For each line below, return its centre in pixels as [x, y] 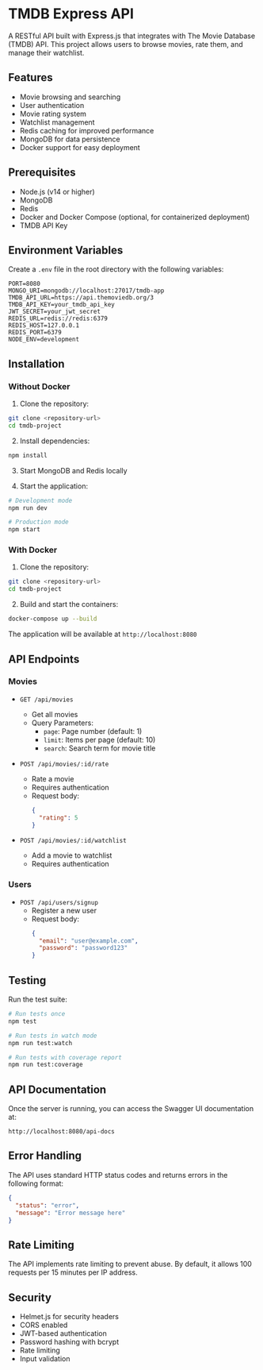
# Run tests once [37, 1014]
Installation [36, 363]
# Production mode [38, 522]
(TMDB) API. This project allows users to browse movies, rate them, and [126, 44]
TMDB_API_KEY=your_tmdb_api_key [61, 305]
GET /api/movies [46, 700]
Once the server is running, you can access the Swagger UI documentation [131, 1109]
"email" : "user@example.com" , [88, 941]
